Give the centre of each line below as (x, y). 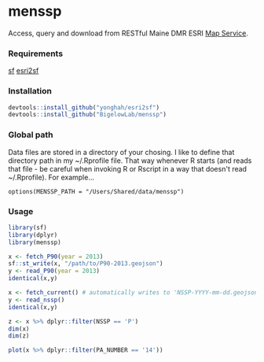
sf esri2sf (24, 71)
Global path (31, 135)
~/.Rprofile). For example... (51, 177)
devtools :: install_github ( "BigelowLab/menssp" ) (88, 115)
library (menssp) (35, 242)
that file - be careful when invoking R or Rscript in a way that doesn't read (128, 168)
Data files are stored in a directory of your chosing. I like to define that (121, 152)
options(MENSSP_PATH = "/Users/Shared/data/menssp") (96, 191)
